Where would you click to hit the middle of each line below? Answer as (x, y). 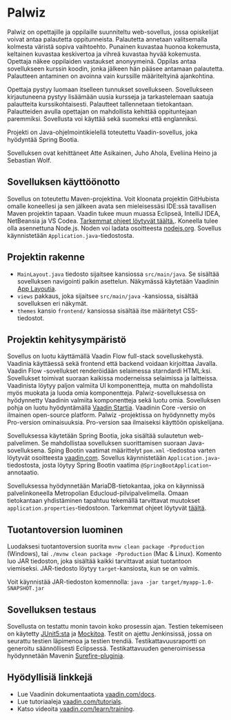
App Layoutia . (37, 288)
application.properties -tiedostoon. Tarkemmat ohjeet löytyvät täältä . (107, 508)
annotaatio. (23, 472)
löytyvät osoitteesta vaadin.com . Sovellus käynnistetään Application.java (112, 458)
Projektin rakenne (46, 257)
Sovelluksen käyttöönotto (64, 182)
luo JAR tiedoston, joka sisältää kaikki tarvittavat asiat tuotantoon (99, 561)
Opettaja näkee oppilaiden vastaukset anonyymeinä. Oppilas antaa (102, 61)
